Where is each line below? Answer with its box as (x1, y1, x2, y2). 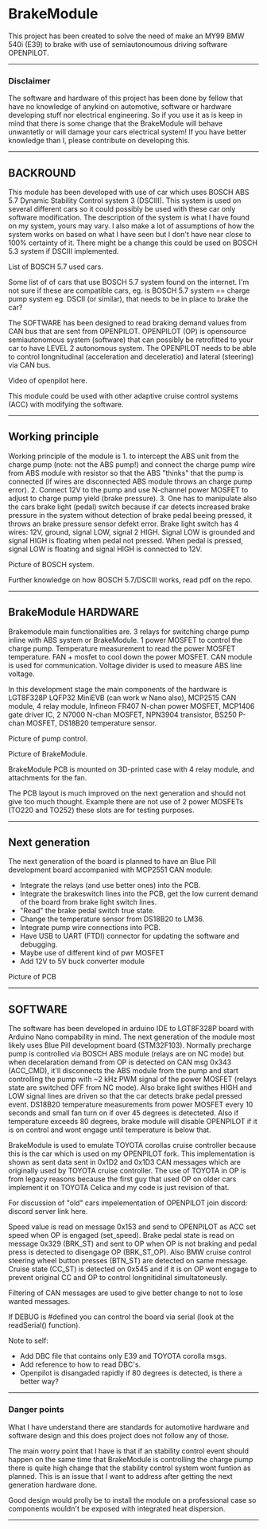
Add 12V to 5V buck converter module (19, 956, 145, 967)
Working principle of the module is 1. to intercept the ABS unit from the (8, 451, 240, 461)
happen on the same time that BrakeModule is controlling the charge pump (8, 1454, 253, 1464)
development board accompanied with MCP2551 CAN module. (8, 865, 213, 875)
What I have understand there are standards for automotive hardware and (8, 1422, 250, 1432)
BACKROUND (8, 166, 76, 180)
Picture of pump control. (8, 733, 88, 743)
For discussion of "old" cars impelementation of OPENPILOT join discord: (8, 1198, 248, 1208)
